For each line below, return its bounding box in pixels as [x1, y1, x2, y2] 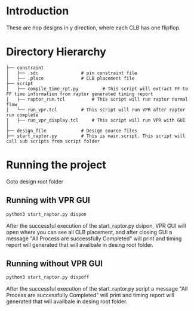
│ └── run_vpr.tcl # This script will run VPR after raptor [6, 107, 186, 113]
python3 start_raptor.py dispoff [6, 274, 90, 280]
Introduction [6, 4, 69, 18]
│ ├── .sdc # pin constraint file [6, 70, 137, 76]
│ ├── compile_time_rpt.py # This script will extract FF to [6, 86, 188, 92]
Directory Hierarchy [6, 45, 106, 59]
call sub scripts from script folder [6, 138, 100, 144]
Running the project [6, 158, 106, 172]
